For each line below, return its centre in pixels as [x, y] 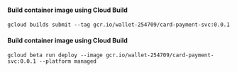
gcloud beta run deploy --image [55, 55]
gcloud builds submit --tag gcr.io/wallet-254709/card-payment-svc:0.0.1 [119, 25]
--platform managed [68, 61]
